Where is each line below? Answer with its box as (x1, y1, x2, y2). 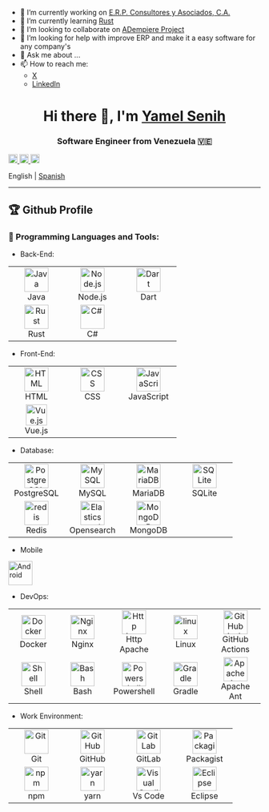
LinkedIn (31, 79, 61, 88)
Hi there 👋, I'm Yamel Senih (42, 107, 227, 126)
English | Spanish (8, 171, 66, 181)
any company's (19, 42, 71, 51)
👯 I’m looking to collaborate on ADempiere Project (19, 25, 185, 34)
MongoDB (129, 525, 168, 536)
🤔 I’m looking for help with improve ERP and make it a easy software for (19, 33, 256, 42)
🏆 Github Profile (8, 203, 94, 216)
